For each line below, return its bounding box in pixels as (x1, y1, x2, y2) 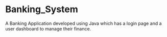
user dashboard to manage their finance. (5, 25, 91, 31)
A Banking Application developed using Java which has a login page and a (5, 20, 162, 26)
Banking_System (5, 4, 78, 15)
